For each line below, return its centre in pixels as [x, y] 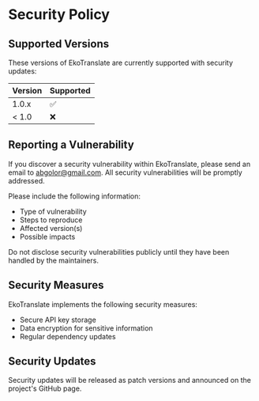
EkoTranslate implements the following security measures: [103, 304]
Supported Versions [58, 44]
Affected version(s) [51, 228]
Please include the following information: [74, 196]
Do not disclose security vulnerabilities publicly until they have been [119, 252]
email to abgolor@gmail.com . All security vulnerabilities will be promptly [125, 172]
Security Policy [59, 15]
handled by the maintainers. [53, 260]
